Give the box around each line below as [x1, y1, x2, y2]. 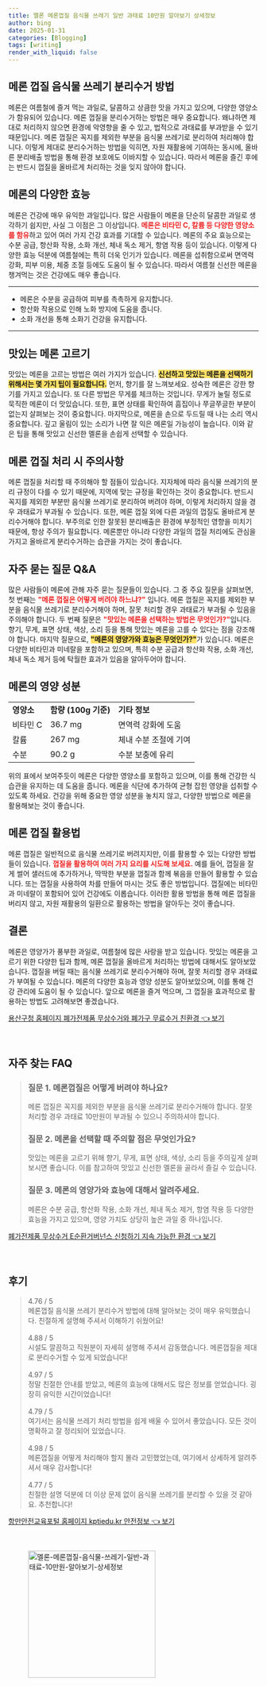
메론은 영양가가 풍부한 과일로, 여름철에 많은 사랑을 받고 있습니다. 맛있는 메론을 [8, 946, 250, 956]
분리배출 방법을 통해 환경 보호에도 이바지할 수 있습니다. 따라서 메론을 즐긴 [16, 152, 244, 161]
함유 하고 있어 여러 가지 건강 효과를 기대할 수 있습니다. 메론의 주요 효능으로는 [16, 230, 252, 239]
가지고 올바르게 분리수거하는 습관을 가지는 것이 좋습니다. [8, 537, 183, 547]
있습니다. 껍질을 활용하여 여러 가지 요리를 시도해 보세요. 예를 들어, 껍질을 [22, 859, 246, 868]
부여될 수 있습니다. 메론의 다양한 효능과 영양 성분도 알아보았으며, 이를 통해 [16, 976, 246, 986]
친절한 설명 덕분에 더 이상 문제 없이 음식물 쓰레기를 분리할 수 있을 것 [27, 1489, 238, 1498]
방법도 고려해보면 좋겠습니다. [29, 996, 119, 1006]
